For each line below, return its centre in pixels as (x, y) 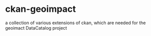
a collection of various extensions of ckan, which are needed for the (75, 23)
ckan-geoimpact (41, 9)
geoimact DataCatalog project (36, 28)
